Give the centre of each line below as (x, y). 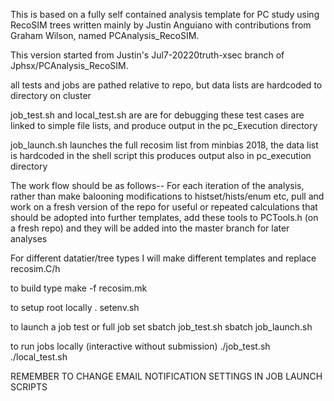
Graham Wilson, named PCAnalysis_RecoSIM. (105, 35)
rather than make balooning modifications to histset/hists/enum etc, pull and (167, 196)
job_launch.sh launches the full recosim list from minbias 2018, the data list (164, 145)
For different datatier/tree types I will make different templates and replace (163, 258)
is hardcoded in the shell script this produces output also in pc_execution (161, 155)
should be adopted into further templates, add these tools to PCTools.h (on (164, 217)
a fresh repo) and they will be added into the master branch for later (150, 228)
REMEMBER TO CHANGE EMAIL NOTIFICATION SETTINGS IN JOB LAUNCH (166, 376)
